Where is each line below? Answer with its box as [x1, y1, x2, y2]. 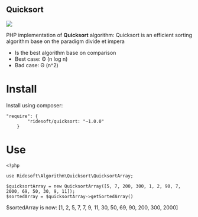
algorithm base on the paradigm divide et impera [6, 38, 125, 45]
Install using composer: [6, 101, 63, 108]
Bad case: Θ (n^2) [14, 61, 59, 68]
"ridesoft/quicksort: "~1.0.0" [27, 118, 105, 124]
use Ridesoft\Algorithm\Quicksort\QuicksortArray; [6, 173, 134, 179]
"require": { [6, 113, 38, 119]
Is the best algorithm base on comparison [14, 49, 116, 56]
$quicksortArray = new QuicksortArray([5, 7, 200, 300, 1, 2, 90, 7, [6, 183, 181, 189]
